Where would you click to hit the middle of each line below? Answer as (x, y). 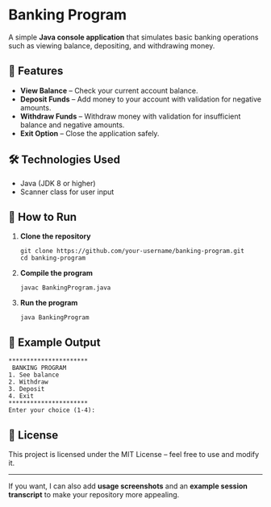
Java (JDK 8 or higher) (58, 183)
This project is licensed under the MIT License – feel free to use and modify (134, 454)
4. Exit (21, 397)
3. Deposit (27, 389)
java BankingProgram (54, 318)
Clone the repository (55, 236)
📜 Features (36, 71)
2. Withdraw (28, 382)
